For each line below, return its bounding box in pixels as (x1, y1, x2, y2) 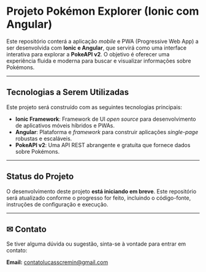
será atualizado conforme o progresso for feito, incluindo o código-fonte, (6, 194, 191, 202)
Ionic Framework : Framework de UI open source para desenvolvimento (15, 115, 196, 123)
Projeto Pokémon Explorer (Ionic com (6, 4, 199, 18)
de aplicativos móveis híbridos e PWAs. (15, 121, 115, 129)
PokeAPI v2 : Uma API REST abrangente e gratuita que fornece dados (15, 141, 191, 148)
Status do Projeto (6, 172, 74, 182)
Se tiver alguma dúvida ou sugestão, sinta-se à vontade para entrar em (6, 240, 186, 247)
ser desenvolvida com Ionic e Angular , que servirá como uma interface (6, 44, 187, 51)
